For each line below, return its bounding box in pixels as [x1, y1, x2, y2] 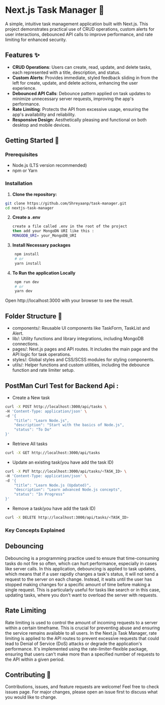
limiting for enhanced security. [5, 37, 67, 43]
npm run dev [14, 279, 39, 284]
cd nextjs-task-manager [5, 205, 54, 210]
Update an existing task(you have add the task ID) [12, 459, 114, 465]
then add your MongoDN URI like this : [12, 229, 95, 234]
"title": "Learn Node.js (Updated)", [14, 483, 92, 488]
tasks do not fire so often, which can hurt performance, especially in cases [5, 560, 157, 566]
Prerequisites [5, 151, 38, 158]
